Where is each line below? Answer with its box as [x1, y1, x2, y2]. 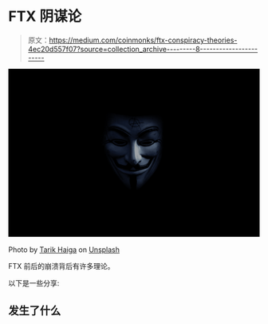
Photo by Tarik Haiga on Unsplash [8, 245, 120, 254]
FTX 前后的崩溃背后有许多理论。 [8, 261, 115, 270]
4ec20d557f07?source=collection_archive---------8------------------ [27, 44, 258, 54]
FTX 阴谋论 [8, 7, 82, 26]
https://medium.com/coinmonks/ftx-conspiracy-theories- [49, 35, 238, 45]
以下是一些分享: [8, 278, 60, 288]
